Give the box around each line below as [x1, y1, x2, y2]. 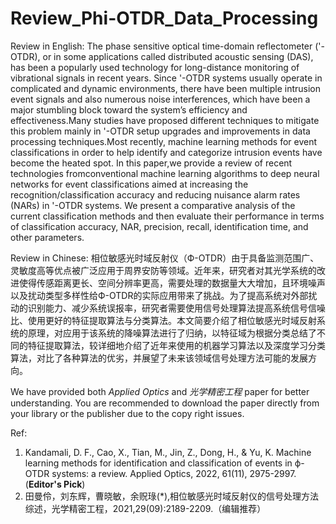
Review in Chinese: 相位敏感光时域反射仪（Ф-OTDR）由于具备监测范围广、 [10, 252, 320, 264]
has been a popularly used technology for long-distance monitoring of [10, 61, 300, 73]
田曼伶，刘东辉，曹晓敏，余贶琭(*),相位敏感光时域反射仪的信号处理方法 [24, 490, 320, 502]
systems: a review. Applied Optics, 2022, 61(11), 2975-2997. [51, 467, 297, 479]
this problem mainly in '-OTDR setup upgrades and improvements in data [10, 125, 311, 137]
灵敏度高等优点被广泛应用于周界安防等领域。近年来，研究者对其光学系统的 [10, 264, 317, 276]
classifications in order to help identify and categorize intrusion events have [10, 146, 323, 158]
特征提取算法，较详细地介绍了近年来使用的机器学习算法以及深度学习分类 [27, 339, 326, 351]
